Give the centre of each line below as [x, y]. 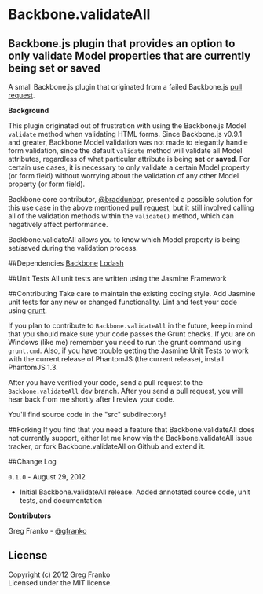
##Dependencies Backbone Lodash [66, 263]
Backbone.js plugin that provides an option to [122, 44]
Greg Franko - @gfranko [47, 531]
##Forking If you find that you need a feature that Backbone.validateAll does [131, 429]
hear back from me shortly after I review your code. [91, 399]
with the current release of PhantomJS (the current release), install [116, 359]
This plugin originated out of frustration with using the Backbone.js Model [127, 126]
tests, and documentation [61, 500]
